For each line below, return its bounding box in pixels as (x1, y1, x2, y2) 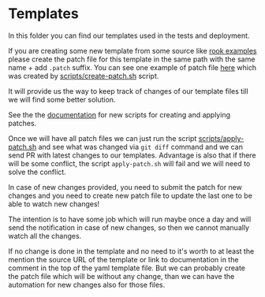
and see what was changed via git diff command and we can (38, 142, 243, 151)
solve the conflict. (8, 167, 67, 176)
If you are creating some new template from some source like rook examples (8, 46, 257, 55)
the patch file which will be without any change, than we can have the (8, 271, 235, 280)
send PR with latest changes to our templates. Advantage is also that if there (8, 150, 256, 160)
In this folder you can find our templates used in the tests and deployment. (8, 31, 250, 40)
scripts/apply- (198, 133, 244, 143)
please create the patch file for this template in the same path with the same (8, 54, 256, 64)
